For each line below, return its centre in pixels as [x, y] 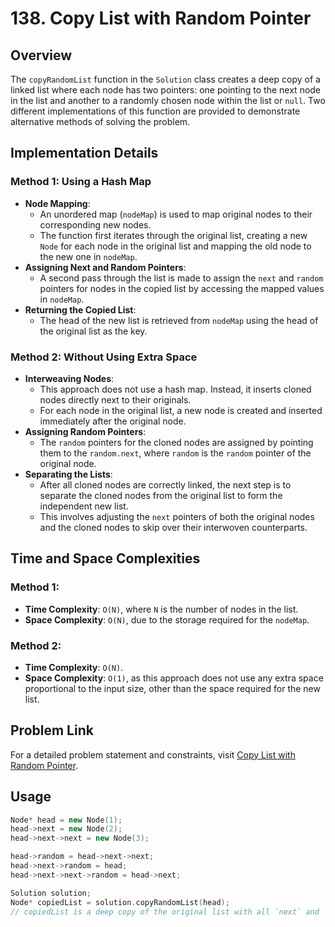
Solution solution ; [51, 893]
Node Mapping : [57, 203]
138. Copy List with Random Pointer [161, 18]
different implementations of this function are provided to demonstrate [155, 111]
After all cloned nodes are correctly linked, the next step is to [165, 484]
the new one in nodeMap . [88, 256]
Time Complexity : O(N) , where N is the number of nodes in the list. [161, 609]
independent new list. [84, 506]
